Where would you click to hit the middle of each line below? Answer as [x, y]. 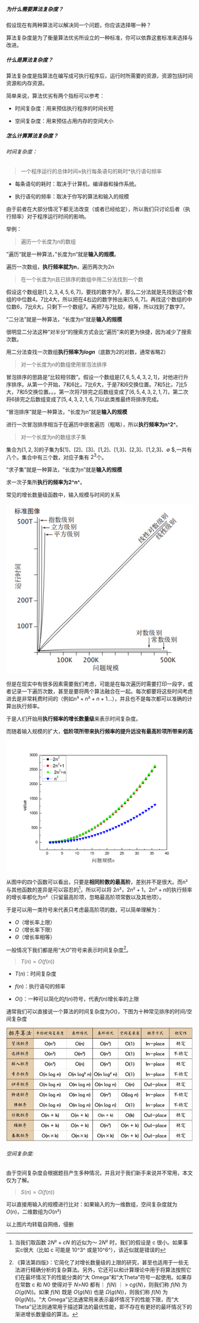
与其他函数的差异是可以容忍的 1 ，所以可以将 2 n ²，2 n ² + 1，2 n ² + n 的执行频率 [99, 889]
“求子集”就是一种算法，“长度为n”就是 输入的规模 [64, 470]
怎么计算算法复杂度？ [32, 136]
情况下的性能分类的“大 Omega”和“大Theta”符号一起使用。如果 [111, 1277]
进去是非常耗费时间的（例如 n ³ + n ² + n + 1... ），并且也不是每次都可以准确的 [97, 698]
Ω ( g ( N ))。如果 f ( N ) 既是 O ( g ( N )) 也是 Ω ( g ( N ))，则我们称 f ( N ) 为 [91, 1292]
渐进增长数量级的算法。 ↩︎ [46, 1314]
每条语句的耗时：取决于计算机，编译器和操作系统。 [77, 184]
